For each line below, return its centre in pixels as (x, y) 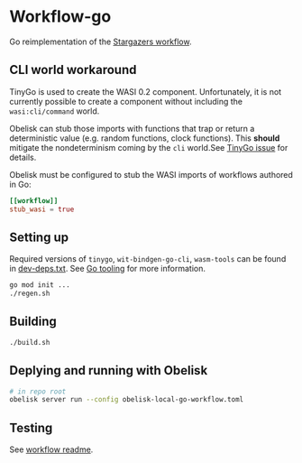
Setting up (39, 237)
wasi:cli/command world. (55, 111)
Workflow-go (60, 17)
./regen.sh (30, 294)
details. (23, 157)
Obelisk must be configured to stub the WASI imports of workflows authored (151, 174)
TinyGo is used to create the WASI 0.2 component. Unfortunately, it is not (146, 91)
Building (33, 322)
